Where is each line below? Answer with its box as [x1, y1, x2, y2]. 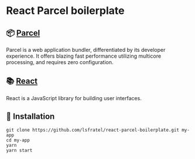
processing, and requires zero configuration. [6, 59, 114, 65]
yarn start [6, 147, 33, 153]
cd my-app [6, 137, 30, 143]
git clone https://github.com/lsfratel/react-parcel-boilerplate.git [6, 127, 180, 133]
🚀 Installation [6, 112, 55, 122]
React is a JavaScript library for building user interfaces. [6, 94, 142, 101]
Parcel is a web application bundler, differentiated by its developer [6, 47, 166, 53]
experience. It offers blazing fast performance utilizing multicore [6, 52, 162, 59]
